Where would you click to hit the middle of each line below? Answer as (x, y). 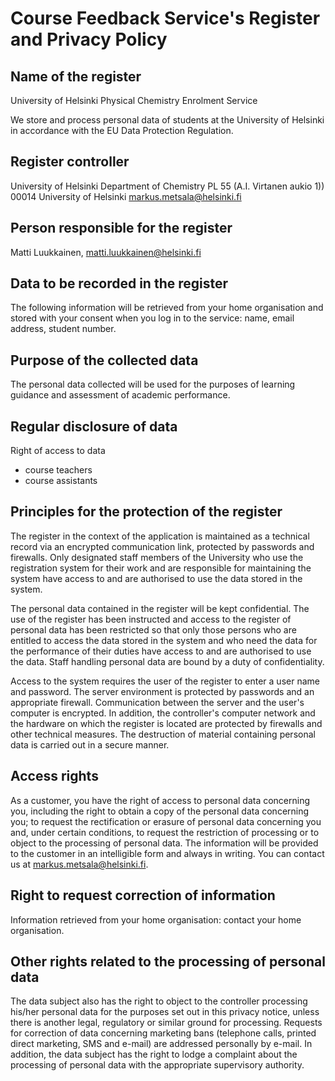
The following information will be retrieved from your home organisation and (167, 308)
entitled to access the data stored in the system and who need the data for (164, 640)
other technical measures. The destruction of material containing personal (163, 734)
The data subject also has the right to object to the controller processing (159, 1001)
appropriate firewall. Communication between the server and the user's (157, 702)
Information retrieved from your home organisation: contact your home (156, 919)
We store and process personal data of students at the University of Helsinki (167, 120)
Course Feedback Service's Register (165, 18)
